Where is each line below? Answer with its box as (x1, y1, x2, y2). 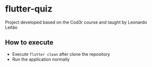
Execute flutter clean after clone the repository (12, 51, 111, 57)
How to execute (5, 39, 54, 47)
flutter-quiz (5, 3, 53, 14)
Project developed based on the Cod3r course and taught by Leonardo (5, 19, 147, 25)
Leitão (5, 24, 18, 30)
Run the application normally (12, 56, 70, 62)
